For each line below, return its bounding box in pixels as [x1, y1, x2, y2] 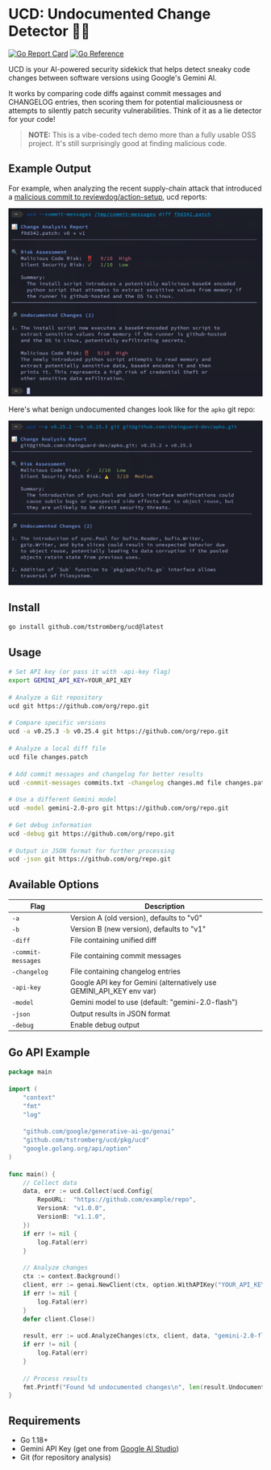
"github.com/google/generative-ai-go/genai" [23, 1128, 175, 1136]
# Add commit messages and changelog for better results [8, 770, 204, 778]
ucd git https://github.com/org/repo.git [8, 701, 150, 710]
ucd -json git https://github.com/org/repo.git [8, 855, 172, 864]
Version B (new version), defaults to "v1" [69, 924, 206, 934]
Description [144, 901, 186, 911]
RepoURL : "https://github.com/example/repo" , [37, 1196, 197, 1204]
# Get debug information [8, 821, 92, 829]
